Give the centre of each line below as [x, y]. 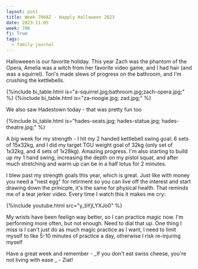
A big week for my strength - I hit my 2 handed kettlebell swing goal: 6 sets [98, 138]
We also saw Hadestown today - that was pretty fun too [74, 109]
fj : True [17, 34]
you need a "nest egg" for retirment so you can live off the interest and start [98, 182]
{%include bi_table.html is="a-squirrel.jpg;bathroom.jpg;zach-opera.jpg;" [95, 92]
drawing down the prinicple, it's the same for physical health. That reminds [97, 187]
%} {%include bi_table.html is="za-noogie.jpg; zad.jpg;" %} [79, 98]
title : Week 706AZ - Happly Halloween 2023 [61, 17]
